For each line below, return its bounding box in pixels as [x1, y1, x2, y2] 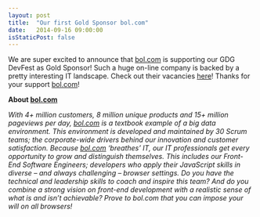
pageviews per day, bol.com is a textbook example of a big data [8, 118, 217, 128]
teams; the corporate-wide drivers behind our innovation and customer [8, 135, 239, 145]
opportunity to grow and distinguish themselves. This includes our [8, 152, 222, 161]
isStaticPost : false [8, 33, 76, 42]
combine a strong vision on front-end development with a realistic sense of [8, 185, 251, 194]
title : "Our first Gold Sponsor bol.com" [8, 19, 149, 27]
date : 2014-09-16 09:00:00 [8, 26, 103, 34]
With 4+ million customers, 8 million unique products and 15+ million [8, 110, 229, 120]
